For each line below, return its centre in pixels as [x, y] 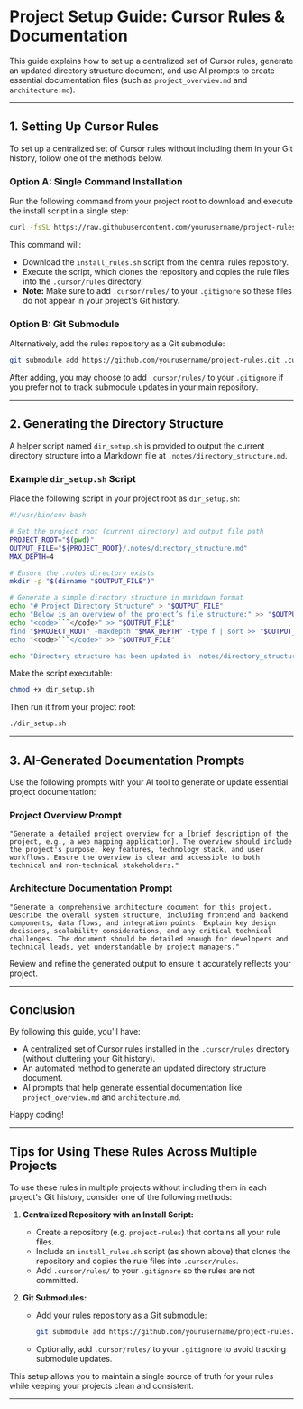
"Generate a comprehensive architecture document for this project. [141, 907]
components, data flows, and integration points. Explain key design [143, 923]
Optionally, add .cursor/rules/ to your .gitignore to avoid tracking [161, 1349]
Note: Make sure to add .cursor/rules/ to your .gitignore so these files [157, 290]
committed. [57, 1281]
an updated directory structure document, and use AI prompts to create [142, 71]
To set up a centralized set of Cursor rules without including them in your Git [151, 148]
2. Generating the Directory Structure [116, 424]
